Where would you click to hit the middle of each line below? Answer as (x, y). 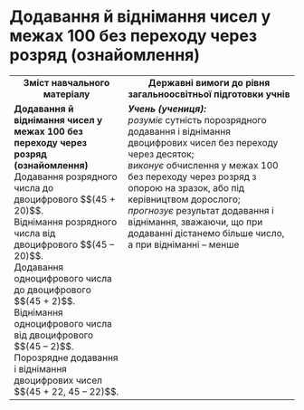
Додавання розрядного (66, 176)
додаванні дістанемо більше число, (206, 233)
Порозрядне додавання (66, 358)
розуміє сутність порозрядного (197, 119)
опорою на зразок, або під (186, 187)
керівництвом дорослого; (185, 199)
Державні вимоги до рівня (209, 82)
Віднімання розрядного (66, 222)
